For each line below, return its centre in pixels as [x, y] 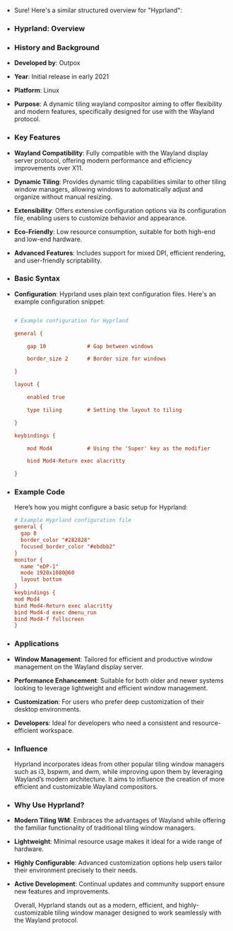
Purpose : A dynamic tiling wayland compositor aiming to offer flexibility [118, 104]
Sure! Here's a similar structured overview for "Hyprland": [98, 10]
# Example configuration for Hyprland [71, 320]
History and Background [57, 47]
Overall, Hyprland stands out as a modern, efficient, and [96, 906]
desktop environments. [47, 709]
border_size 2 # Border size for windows [97, 359]
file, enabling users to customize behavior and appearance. [100, 218]
